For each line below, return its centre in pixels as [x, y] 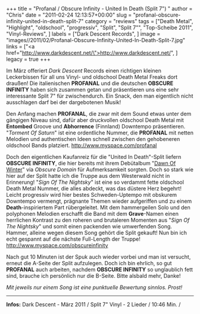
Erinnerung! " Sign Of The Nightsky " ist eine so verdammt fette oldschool [95, 182]
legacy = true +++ [28, 59]
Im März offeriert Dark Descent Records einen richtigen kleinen [84, 70]
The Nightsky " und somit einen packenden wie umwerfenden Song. [89, 226]
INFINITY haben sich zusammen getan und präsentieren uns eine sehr [93, 90]
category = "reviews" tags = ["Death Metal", [139, 21]
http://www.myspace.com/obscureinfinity [57, 245]
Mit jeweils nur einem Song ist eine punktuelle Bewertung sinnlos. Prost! [94, 287]
